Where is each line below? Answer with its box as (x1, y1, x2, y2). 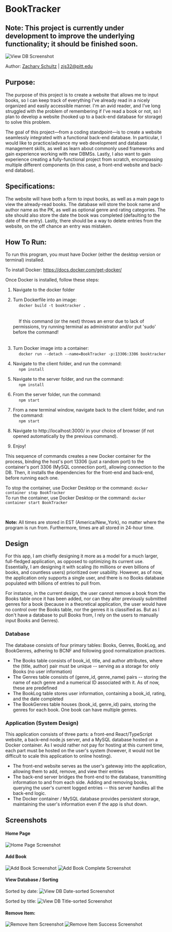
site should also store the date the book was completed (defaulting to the (5, 212, 160, 218)
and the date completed (12, 696, 64, 702)
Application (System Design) (5, 719, 79, 726)
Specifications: (5, 182, 55, 191)
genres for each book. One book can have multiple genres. (12, 706, 138, 713)
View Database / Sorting (5, 877, 59, 883)
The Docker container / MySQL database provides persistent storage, (12, 796, 160, 802)
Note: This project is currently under (5, 24, 124, 32)
